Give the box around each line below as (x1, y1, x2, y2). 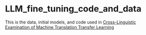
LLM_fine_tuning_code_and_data (5, 3, 142, 14)
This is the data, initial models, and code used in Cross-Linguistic (5, 19, 136, 25)
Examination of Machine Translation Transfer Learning (5, 24, 114, 30)
